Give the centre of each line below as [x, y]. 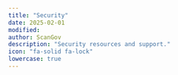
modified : [24, 30]
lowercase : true [35, 59]
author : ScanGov [35, 37]
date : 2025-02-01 [37, 23]
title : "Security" [38, 15]
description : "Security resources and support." [89, 45]
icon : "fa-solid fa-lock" [50, 52]
